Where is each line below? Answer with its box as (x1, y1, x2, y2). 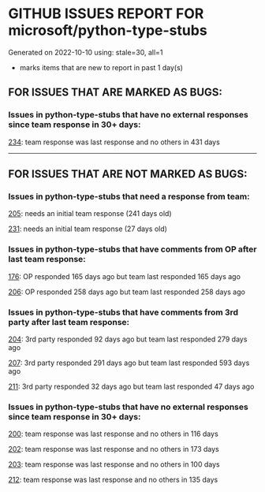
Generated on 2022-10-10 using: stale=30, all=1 (8, 47, 163, 57)
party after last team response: (8, 316, 130, 327)
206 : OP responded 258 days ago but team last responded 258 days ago (8, 287, 246, 296)
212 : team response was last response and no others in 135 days (8, 475, 218, 485)
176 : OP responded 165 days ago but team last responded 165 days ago (8, 271, 241, 281)
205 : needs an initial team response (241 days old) (8, 209, 172, 218)
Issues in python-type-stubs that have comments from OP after (8, 244, 257, 255)
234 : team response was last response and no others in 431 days (8, 137, 221, 147)
